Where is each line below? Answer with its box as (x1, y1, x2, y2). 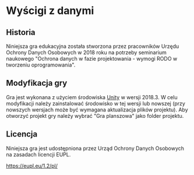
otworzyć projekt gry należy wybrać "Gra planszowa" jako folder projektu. (6, 112, 184, 119)
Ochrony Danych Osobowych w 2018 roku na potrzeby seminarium (6, 49, 167, 56)
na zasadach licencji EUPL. (6, 150, 71, 158)
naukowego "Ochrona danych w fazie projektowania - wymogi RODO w (6, 55, 178, 62)
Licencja (6, 129, 38, 139)
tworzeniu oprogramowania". (6, 61, 76, 68)
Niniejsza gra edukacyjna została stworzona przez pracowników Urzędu (6, 43, 179, 50)
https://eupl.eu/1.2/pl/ (6, 162, 58, 169)
